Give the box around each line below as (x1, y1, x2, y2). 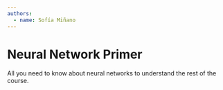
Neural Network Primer (7, 46, 143, 62)
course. (7, 77, 29, 85)
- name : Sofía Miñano (13, 17, 76, 24)
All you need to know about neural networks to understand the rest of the (7, 69, 217, 78)
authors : (7, 10, 33, 17)
